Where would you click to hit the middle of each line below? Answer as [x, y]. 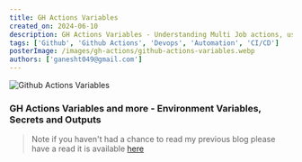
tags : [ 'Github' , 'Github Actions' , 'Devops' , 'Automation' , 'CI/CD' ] [144, 43]
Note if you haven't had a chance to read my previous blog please [153, 139]
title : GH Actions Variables [64, 18]
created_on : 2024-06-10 [54, 26]
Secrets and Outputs [55, 120]
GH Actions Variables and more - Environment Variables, [136, 108]
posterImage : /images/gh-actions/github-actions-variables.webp [132, 51]
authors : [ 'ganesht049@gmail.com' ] [76, 59]
